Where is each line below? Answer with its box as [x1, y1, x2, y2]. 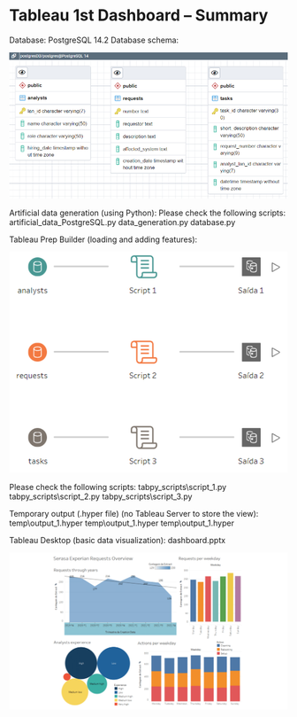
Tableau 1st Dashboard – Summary [9, 5, 269, 26]
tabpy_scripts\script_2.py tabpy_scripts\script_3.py [9, 491, 193, 502]
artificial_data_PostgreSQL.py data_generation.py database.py [9, 217, 236, 228]
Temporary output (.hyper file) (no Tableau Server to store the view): [9, 508, 259, 518]
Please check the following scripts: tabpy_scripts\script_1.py [9, 481, 227, 492]
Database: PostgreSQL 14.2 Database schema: [9, 35, 179, 45]
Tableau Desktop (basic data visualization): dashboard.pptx [9, 534, 226, 545]
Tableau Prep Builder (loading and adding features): [9, 234, 198, 245]
